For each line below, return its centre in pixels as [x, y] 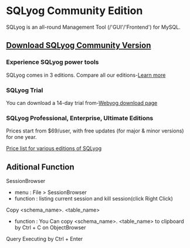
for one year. [21, 137]
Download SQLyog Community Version [79, 45]
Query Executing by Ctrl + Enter [45, 239]
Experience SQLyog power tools [52, 62]
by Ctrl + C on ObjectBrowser [50, 227]
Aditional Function [40, 167]
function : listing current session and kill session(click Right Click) [94, 199]
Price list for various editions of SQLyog [54, 148]
